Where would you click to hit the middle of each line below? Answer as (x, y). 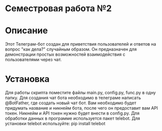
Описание (26, 31)
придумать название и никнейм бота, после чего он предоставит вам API (81, 108)
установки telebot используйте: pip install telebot (55, 124)
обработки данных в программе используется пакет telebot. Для (73, 118)
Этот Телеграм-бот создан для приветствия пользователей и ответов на (81, 44)
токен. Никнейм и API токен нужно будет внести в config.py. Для (72, 113)
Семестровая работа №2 (58, 8)
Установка (27, 79)
